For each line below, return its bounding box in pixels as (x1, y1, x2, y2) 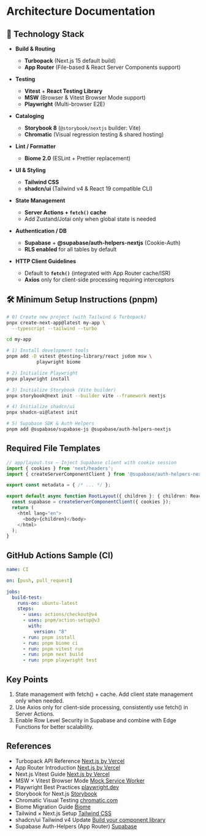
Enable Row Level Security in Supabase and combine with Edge (15, 717, 177, 724)
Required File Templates (6, 443, 101, 454)
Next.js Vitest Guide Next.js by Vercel (15, 770, 110, 778)
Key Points (6, 674, 48, 685)
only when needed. (15, 697, 64, 704)
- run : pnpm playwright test (22, 657, 97, 663)
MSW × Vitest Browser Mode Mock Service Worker (15, 776, 145, 784)
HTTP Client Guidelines (15, 258, 77, 265)
